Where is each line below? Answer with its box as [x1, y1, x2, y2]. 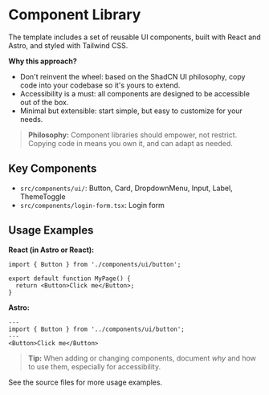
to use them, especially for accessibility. [27, 361, 161, 371]
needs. [19, 114, 43, 124]
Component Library [8, 6, 141, 24]
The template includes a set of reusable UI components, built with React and [8, 32, 261, 42]
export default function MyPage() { [8, 275, 131, 283]
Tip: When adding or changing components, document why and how [27, 353, 257, 363]
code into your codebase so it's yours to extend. [19, 80, 181, 90]
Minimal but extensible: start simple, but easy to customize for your [19, 106, 243, 116]
